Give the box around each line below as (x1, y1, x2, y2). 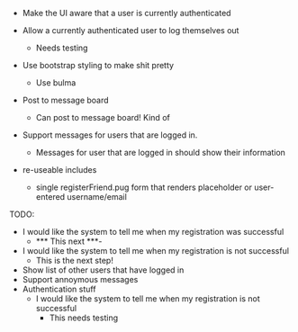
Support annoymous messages (22, 274, 139, 284)
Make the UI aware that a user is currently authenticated (22, 8, 231, 18)
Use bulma (35, 77, 77, 88)
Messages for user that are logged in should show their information (35, 148, 286, 157)
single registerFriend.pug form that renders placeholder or (35, 182, 253, 193)
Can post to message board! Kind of (35, 112, 171, 122)
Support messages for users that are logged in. (22, 130, 198, 140)
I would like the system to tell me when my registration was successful (22, 227, 284, 237)
